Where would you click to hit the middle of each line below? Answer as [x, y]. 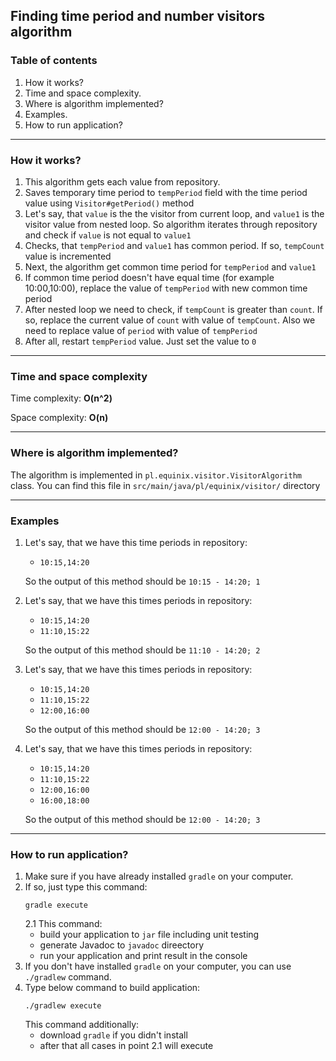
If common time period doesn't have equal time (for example [149, 277]
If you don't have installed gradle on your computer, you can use [158, 966]
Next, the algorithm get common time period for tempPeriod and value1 [170, 266]
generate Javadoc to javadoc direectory [122, 945]
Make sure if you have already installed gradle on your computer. [159, 876]
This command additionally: [82, 1025]
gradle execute [56, 905]
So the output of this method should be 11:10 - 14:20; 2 [142, 650]
